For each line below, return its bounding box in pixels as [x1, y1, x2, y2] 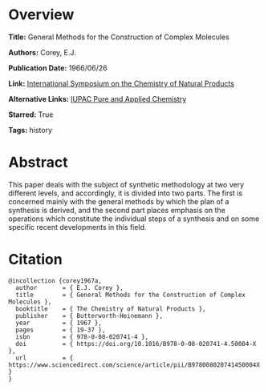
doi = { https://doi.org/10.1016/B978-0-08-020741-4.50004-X [15, 340, 257, 348]
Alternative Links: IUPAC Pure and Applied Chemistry [8, 94, 187, 103]
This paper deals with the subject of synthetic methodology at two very [8, 179, 245, 189]
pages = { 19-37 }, [15, 326, 106, 334]
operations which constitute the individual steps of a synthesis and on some [8, 214, 260, 223]
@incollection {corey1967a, [8, 276, 103, 285]
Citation [8, 251, 63, 269]
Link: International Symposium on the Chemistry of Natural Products [8, 78, 235, 88]
